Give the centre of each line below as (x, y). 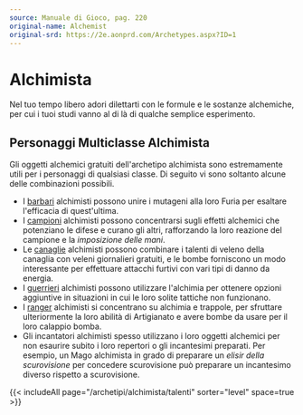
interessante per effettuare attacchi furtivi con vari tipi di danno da (146, 269)
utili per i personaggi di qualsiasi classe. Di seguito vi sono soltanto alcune (148, 174)
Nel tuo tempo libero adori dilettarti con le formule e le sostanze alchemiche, (152, 104)
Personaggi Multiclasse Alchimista (109, 143)
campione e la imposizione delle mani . (94, 240)
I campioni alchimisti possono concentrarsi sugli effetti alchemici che (151, 221)
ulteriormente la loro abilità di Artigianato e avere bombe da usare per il (155, 317)
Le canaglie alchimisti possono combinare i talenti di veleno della (143, 249)
